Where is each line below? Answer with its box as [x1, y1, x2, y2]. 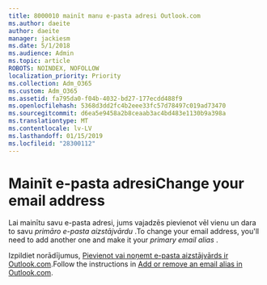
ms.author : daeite [8, 19, 70, 27]
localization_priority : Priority [8, 72, 121, 80]
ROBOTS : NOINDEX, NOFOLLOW [8, 65, 100, 73]
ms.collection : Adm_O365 [8, 79, 92, 87]
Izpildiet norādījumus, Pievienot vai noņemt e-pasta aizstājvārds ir [8, 251, 229, 261]
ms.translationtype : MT [8, 117, 89, 125]
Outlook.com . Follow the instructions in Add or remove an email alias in [8, 259, 243, 269]
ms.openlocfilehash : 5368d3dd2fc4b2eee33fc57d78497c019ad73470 [8, 102, 227, 110]
